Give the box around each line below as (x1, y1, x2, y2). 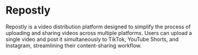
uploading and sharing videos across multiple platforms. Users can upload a (5, 29, 193, 36)
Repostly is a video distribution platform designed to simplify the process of (5, 23, 191, 30)
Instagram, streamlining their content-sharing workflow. (5, 42, 142, 49)
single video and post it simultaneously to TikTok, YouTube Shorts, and (5, 35, 179, 43)
